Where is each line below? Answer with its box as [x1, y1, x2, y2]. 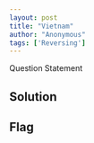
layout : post [9, 13, 58, 22]
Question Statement [9, 63, 83, 74]
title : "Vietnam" [9, 22, 74, 31]
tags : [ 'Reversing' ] [9, 38, 87, 48]
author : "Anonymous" [9, 30, 87, 39]
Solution [9, 89, 57, 104]
